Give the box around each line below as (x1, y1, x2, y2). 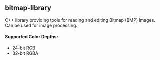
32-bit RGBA (12, 50, 39, 56)
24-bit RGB (12, 45, 36, 51)
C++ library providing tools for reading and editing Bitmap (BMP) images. (5, 17, 156, 23)
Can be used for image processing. (5, 22, 78, 28)
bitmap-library (5, 4, 51, 12)
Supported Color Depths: (5, 34, 58, 40)
